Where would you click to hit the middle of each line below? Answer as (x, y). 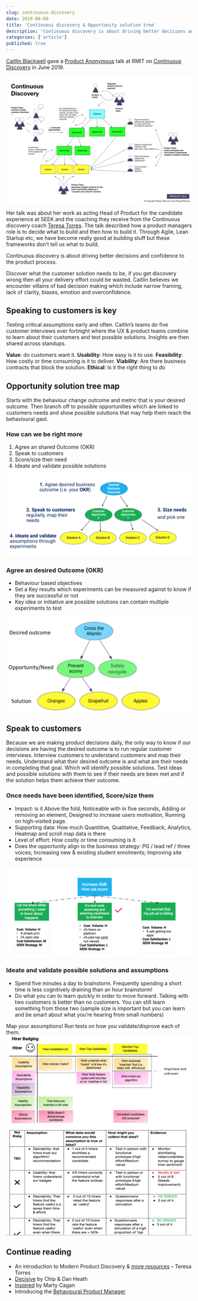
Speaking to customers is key (61, 311)
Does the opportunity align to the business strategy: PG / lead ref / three (102, 846)
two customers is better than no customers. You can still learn (90, 1002)
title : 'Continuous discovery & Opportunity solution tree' (82, 25)
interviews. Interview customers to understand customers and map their (94, 755)
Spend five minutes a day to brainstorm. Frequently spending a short (98, 983)
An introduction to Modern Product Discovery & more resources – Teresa (103, 1266)
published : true (26, 44)
